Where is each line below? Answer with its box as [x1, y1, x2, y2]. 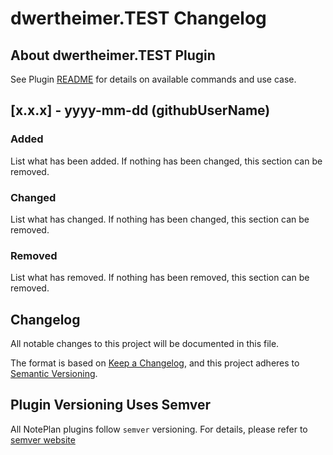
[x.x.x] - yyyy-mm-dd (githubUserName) [10, 102, 271, 119]
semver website [10, 433, 76, 446]
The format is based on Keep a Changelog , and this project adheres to [10, 357, 300, 369]
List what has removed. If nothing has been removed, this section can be [10, 272, 310, 284]
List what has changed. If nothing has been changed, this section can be [10, 213, 310, 225]
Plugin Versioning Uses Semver [10, 397, 211, 414]
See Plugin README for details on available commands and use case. [10, 73, 297, 85]
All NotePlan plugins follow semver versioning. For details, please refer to [10, 423, 308, 435]
